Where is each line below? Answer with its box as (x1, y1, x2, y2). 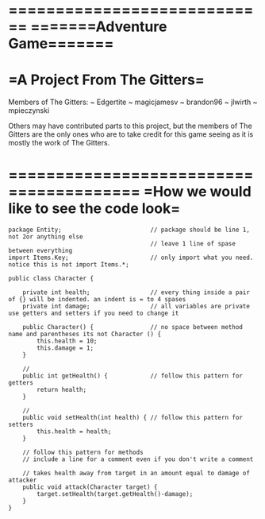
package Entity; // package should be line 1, (8, 226, 250, 234)
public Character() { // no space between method (22, 323, 244, 331)
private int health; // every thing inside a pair (22, 289, 250, 296)
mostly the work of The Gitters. (8, 138, 110, 148)
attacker (8, 476, 37, 485)
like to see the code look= (8, 199, 181, 218)
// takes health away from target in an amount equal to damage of (22, 470, 250, 478)
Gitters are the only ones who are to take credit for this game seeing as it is (8, 130, 254, 139)
